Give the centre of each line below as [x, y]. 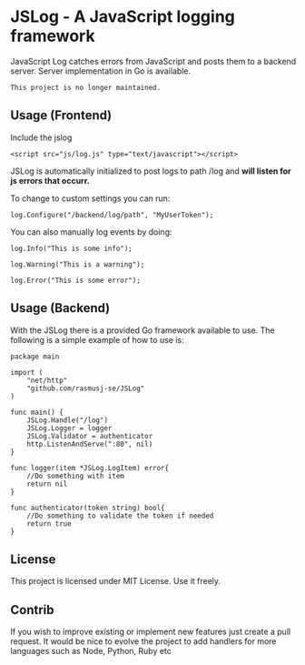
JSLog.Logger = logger [69, 428]
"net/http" [47, 380]
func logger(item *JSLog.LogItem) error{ [90, 468]
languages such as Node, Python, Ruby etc [91, 651]
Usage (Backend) [60, 308]
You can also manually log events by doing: [91, 232]
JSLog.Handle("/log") [67, 420]
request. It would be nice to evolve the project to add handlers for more [143, 641]
